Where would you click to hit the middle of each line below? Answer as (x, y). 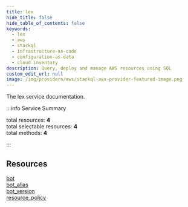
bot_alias (17, 185)
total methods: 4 (27, 133)
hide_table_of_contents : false (46, 23)
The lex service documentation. (46, 97)
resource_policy (26, 197)
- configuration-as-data (43, 57)
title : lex (20, 12)
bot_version (21, 191)
